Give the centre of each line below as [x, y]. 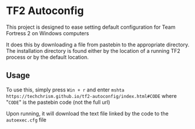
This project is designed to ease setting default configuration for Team [91, 27]
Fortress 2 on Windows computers [48, 33]
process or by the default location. [47, 57]
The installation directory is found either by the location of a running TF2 [93, 50]
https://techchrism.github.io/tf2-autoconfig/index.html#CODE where [91, 96]
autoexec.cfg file [26, 120]
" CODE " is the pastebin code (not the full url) [58, 102]
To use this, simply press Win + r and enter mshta [65, 90]
